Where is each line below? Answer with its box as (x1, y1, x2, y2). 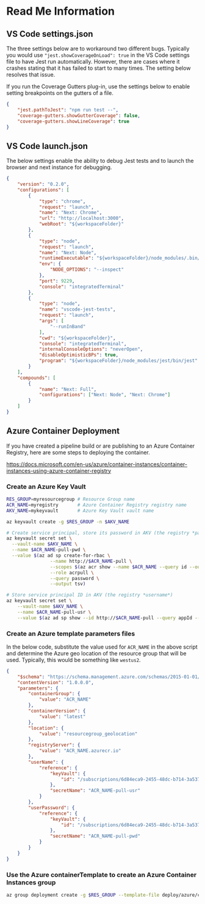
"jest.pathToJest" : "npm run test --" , (17, 107, 119, 113)
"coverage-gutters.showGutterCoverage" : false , (17, 112, 140, 119)
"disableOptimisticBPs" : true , (38, 352, 119, 358)
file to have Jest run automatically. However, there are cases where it (6, 58, 180, 65)
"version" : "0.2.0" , (17, 181, 70, 187)
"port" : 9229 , (38, 277, 75, 284)
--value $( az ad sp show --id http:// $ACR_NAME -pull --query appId (17, 614, 192, 621)
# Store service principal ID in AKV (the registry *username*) (6, 592, 173, 598)
